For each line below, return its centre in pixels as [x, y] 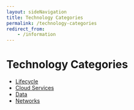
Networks [28, 101]
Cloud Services [35, 88]
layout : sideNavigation [37, 12]
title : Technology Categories [45, 18]
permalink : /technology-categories [52, 23]
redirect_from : [26, 29]
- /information [37, 35]
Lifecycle [27, 81]
